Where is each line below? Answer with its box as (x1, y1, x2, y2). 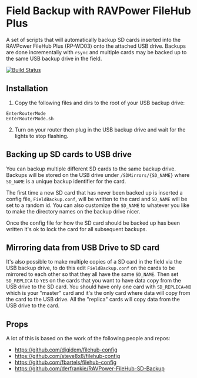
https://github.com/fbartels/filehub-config (14, 359, 116, 366)
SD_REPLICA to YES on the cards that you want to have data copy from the (6, 277, 181, 284)
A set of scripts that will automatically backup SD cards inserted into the (6, 36, 181, 43)
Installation (6, 84, 48, 94)
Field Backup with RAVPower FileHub (6, 4, 191, 18)
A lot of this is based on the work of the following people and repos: (6, 335, 171, 342)
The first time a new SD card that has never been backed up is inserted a (6, 189, 183, 196)
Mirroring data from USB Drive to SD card (6, 242, 160, 252)
